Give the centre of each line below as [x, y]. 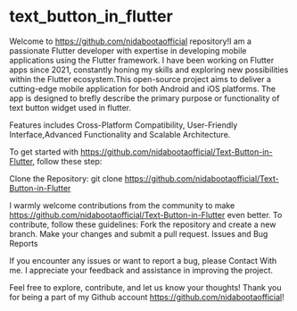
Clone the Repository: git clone [66, 178]
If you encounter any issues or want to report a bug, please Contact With [143, 260]
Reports [24, 243]
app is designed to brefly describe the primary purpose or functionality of [144, 98]
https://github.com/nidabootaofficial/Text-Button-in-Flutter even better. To [146, 214]
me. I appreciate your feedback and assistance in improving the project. [141, 270]
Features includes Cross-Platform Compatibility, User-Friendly [124, 125]
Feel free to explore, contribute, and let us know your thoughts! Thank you [145, 287]
